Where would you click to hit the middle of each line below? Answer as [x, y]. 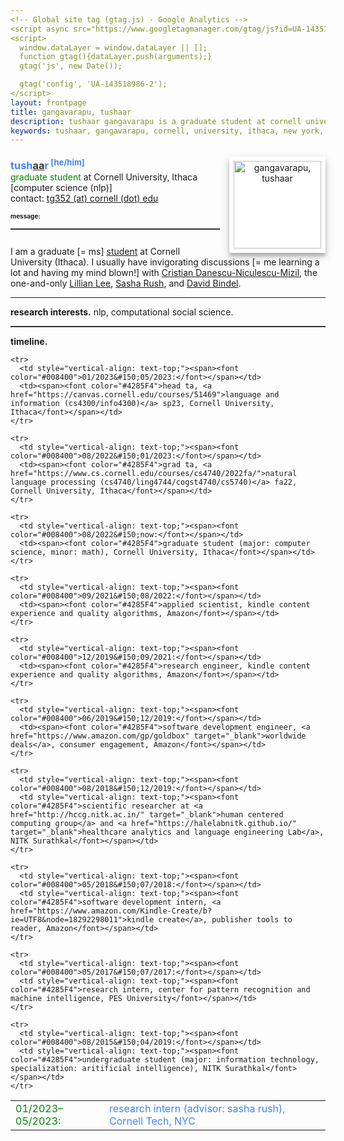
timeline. [29, 342]
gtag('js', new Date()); [71, 66]
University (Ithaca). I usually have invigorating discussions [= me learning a [165, 262]
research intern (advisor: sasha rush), [197, 1109]
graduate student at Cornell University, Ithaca [104, 177]
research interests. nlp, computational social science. [122, 312]
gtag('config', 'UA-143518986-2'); [93, 84]
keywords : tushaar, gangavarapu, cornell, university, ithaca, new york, [167, 131]
